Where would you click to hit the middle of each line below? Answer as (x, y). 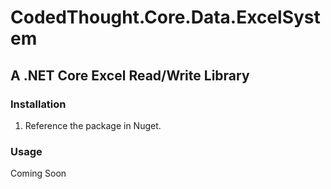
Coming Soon (38, 173)
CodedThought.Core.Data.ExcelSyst (165, 17)
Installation (38, 104)
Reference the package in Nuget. (93, 125)
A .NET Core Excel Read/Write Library (130, 75)
